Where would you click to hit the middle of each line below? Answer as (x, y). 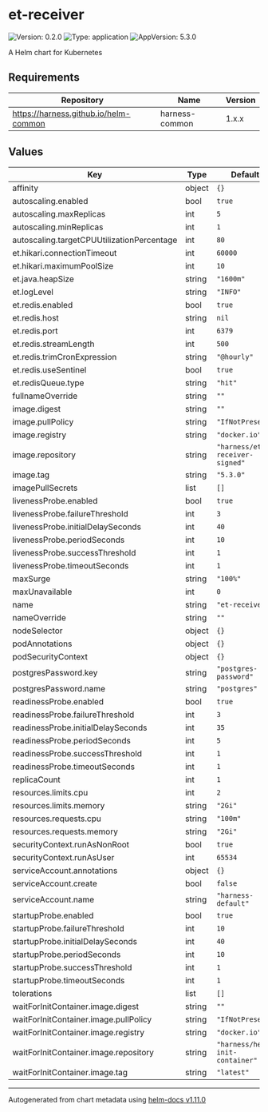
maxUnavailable (42, 592)
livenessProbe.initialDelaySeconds (77, 527)
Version (240, 100)
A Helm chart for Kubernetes (55, 52)
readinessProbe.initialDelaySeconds (80, 727)
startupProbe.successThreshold (72, 967)
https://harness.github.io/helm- (71, 114)
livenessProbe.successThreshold (74, 552)
